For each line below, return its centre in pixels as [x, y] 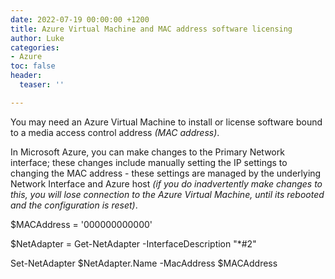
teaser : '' [42, 85]
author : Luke [37, 38]
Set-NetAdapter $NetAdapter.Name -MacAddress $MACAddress [144, 263]
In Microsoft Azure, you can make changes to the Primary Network [147, 152]
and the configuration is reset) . [74, 205]
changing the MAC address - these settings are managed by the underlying [166, 173]
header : [26, 76]
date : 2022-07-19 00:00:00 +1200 [80, 19]
